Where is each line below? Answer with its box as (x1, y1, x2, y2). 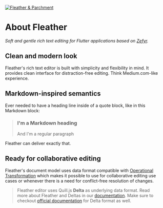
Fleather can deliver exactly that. (5, 140, 71, 146)
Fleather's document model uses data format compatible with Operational (5, 167, 154, 173)
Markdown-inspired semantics (5, 89, 101, 98)
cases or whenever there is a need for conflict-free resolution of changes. (5, 178, 154, 184)
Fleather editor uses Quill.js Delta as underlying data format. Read (17, 187, 150, 193)
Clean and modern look (5, 52, 77, 61)
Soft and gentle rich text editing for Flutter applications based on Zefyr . (5, 38, 149, 43)
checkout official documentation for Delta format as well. (17, 198, 132, 204)
